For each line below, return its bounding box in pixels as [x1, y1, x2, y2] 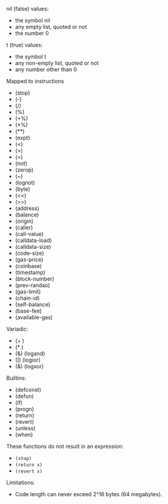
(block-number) [15, 275, 54, 282]
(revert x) [15, 468, 43, 474]
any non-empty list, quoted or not [15, 60, 99, 66]
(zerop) [15, 166, 34, 173]
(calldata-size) [15, 243, 51, 250]
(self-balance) [15, 301, 51, 308]
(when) [15, 431, 33, 438]
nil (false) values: [6, 5, 49, 12]
